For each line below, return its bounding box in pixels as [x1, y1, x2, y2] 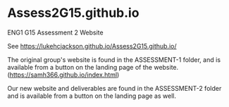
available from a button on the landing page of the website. [7, 63, 179, 71]
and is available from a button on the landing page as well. [7, 92, 176, 100]
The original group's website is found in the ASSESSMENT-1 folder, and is [7, 55, 221, 64]
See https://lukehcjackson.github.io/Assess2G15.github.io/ [7, 42, 178, 50]
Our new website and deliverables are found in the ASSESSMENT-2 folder [7, 84, 222, 92]
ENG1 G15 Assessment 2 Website [7, 28, 104, 37]
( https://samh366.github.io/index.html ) [7, 70, 120, 79]
